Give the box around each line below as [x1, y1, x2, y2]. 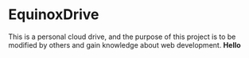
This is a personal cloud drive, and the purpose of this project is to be [8, 32, 236, 41]
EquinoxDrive [8, 6, 99, 24]
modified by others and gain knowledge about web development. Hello [8, 40, 241, 49]
